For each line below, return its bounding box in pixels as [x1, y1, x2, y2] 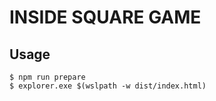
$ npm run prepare [9, 72, 86, 82]
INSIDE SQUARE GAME [9, 6, 202, 29]
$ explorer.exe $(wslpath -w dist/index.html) [9, 81, 207, 91]
